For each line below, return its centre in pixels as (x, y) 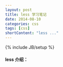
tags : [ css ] (17, 28)
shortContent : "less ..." (32, 33)
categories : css (22, 24)
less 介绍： (17, 59)
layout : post (19, 10)
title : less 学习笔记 (26, 14)
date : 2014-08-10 (23, 19)
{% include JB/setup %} (30, 47)
